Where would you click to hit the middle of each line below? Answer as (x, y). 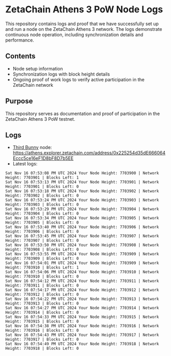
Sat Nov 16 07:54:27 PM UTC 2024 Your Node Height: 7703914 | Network (82, 308)
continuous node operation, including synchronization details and (74, 34)
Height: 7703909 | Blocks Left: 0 (42, 259)
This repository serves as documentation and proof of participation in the (83, 114)
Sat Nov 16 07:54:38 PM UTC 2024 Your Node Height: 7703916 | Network (82, 326)
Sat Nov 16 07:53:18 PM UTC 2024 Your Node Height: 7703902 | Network (82, 191)
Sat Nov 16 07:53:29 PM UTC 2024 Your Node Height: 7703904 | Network (82, 209)
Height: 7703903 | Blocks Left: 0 (42, 205)
